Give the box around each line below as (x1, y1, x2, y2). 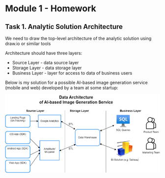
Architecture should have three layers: (5, 50, 82, 56)
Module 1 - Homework (5, 3, 97, 14)
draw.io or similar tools (5, 41, 51, 47)
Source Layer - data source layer (12, 60, 79, 65)
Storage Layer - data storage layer (12, 65, 82, 71)
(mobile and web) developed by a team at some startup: (5, 85, 119, 91)
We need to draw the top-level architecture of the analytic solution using (5, 35, 152, 41)
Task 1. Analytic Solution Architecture (5, 23, 123, 31)
